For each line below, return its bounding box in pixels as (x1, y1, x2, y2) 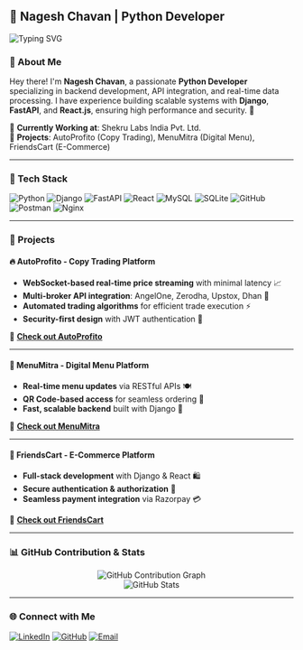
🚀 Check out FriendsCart (9, 514, 104, 525)
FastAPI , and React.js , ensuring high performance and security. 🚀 (9, 105, 255, 116)
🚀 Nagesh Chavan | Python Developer (9, 9, 225, 24)
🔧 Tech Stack (9, 172, 69, 185)
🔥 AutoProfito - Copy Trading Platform (9, 255, 156, 266)
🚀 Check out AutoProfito (9, 330, 103, 341)
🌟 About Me (9, 55, 62, 68)
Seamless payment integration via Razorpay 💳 (22, 493, 202, 504)
